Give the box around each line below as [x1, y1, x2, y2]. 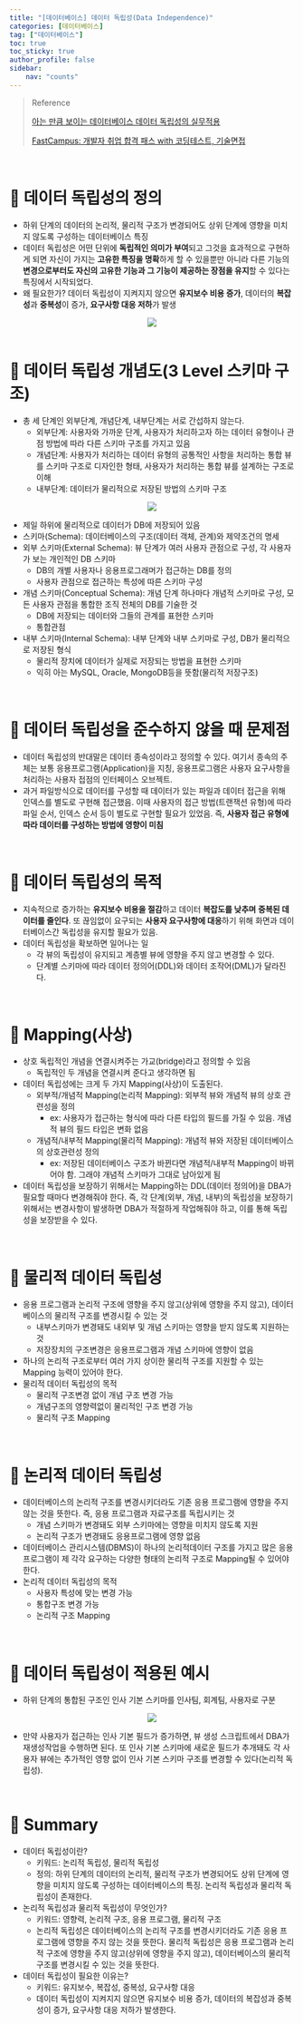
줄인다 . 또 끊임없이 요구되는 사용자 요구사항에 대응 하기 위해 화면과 [46, 915, 278, 926]
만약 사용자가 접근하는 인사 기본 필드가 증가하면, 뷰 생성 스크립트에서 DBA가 [22, 1731, 290, 1742]
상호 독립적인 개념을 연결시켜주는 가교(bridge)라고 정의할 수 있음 [22, 1056, 251, 1066]
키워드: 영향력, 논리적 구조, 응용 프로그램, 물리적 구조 [35, 1914, 222, 1925]
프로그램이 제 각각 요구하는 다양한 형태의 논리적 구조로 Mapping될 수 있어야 [22, 1553, 289, 1564]
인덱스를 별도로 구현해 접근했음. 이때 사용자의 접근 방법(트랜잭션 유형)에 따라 [22, 796, 292, 807]
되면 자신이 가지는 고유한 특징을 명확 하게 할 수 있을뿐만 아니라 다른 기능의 [32, 253, 289, 264]
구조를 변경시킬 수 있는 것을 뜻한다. [35, 1960, 160, 1970]
